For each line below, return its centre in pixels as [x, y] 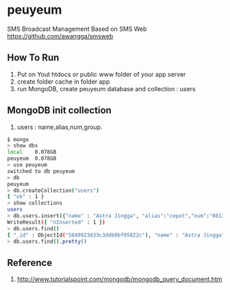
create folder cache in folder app [63, 82]
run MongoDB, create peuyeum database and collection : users [106, 88]
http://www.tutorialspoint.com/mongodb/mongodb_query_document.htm [119, 279]
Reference [30, 263]
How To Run [33, 58]
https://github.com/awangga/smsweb [60, 36]
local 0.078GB [32, 152]
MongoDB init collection [59, 111]
